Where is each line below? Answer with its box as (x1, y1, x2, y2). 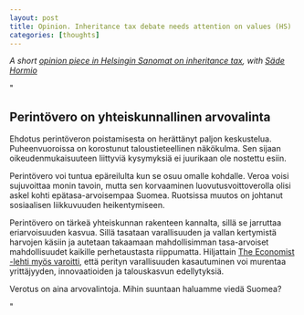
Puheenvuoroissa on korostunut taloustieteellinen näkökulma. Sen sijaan (9, 143, 281, 154)
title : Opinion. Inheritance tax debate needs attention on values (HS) (9, 22, 292, 31)
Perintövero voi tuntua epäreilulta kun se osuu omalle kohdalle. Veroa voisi (9, 171, 289, 182)
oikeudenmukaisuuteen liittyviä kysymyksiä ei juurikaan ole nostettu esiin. (9, 152, 288, 164)
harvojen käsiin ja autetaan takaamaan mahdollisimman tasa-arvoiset (9, 236, 269, 247)
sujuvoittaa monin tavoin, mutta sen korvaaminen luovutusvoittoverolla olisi (9, 180, 291, 192)
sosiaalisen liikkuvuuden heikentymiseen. (9, 200, 166, 211)
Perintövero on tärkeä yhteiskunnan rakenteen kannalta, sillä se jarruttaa (9, 217, 282, 228)
